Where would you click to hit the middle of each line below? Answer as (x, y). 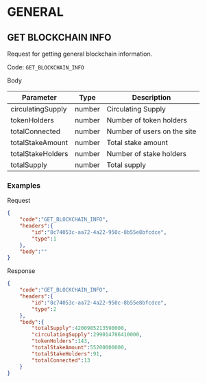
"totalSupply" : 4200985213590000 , (80, 328)
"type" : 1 (44, 239)
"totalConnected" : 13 (61, 360)
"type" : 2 (44, 309)
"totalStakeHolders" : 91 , (67, 354)
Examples (24, 185)
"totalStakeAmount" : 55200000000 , (80, 348)
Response (21, 271)
